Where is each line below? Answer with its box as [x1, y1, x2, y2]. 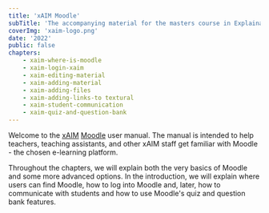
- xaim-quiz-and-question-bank [22, 109, 127, 117]
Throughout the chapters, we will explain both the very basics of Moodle [8, 163, 248, 172]
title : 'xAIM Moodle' [8, 11, 81, 20]
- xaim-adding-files [22, 86, 91, 94]
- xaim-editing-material [22, 71, 106, 79]
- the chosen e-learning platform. [8, 147, 118, 157]
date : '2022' [8, 34, 52, 42]
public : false [8, 42, 56, 50]
